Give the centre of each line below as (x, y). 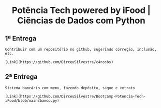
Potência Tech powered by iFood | (81, 10)
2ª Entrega (21, 77)
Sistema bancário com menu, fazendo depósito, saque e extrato (70, 88)
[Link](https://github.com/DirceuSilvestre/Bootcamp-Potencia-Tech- (75, 96)
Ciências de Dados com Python (81, 20)
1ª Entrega (21, 38)
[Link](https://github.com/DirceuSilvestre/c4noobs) (59, 62)
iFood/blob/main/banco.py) (32, 101)
